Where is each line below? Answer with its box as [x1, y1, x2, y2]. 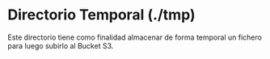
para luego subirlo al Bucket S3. [7, 40, 114, 50]
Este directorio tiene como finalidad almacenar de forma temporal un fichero [7, 32, 262, 42]
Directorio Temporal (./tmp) [7, 6, 196, 24]
